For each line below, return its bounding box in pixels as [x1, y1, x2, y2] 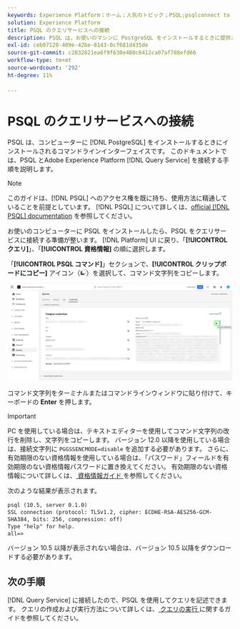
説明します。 [19, 165, 57, 173]
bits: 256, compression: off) [33, 516, 123, 523]
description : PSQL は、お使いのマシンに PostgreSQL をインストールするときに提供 [7, 34, 231, 41]
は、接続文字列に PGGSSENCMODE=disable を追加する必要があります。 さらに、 [7, 445, 233, 453]
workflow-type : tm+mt [7, 57, 72, 64]
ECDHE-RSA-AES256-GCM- [144, 509, 213, 516]
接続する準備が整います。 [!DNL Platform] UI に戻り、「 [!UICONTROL [26, 236, 228, 244]
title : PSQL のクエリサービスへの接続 [7, 26, 110, 34]
